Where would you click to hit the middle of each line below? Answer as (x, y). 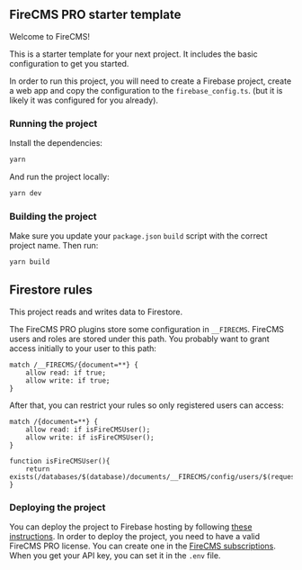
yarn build (30, 262)
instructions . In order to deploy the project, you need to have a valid (135, 537)
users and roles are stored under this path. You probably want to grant (139, 339)
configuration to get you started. (69, 63)
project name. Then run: (54, 246)
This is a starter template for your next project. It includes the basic (133, 54)
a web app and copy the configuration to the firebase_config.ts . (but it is (146, 90)
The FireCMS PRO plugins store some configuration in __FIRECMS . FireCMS (147, 329)
